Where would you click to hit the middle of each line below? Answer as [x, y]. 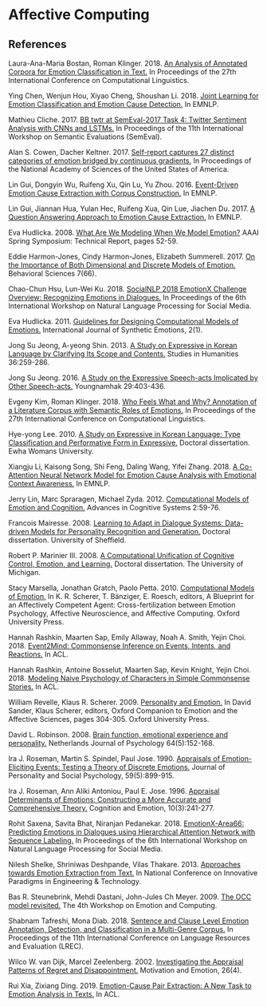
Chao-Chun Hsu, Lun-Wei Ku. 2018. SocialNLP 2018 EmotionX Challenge [128, 289]
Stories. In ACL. [34, 687]
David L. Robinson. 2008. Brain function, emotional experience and [118, 735]
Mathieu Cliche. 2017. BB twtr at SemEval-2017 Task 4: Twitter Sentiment [128, 120]
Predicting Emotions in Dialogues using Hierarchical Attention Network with [132, 832]
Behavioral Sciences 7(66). [53, 274]
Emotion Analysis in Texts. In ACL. [64, 994]
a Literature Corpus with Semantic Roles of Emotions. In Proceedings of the [132, 410]
